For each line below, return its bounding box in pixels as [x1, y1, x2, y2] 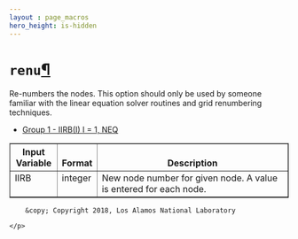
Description [167, 157, 218, 169]
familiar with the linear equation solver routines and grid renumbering [9, 98, 263, 109]
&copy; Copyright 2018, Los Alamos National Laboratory [25, 206, 237, 215]
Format [61, 157, 93, 169]
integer [61, 172, 91, 184]
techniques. [9, 107, 52, 118]
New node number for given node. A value [101, 172, 278, 184]
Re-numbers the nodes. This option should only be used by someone [9, 89, 263, 99]
